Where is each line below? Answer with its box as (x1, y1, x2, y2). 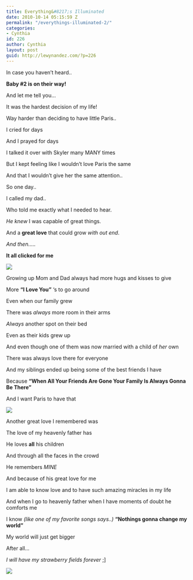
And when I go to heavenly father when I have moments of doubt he (6, 497, 172, 505)
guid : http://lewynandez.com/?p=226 (6, 53, 96, 58)
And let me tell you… (6, 92, 56, 99)
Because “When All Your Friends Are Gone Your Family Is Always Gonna (6, 377, 186, 385)
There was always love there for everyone (6, 354, 109, 361)
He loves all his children (6, 441, 64, 448)
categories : (6, 25, 35, 31)
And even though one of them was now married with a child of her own (6, 343, 179, 350)
